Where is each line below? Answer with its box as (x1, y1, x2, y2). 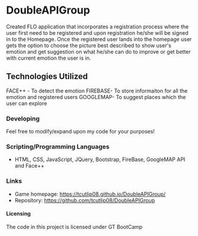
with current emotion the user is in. (6, 54, 92, 61)
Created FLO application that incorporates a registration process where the (6, 23, 189, 30)
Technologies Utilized (6, 71, 88, 81)
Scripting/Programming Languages (6, 142, 110, 150)
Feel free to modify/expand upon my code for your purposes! (6, 128, 155, 135)
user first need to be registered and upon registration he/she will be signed (6, 29, 189, 36)
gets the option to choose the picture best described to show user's (6, 42, 171, 49)
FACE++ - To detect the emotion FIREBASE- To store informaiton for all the (6, 87, 188, 94)
